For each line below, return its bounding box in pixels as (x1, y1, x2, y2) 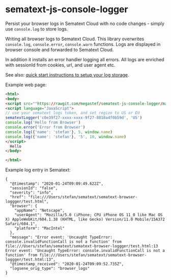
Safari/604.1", (5, 221, 38, 226)
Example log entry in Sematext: (5, 167, 71, 173)
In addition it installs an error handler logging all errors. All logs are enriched (5, 56, 164, 62)
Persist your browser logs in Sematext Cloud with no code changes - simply (5, 20, 164, 27)
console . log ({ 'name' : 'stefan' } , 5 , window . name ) (5, 129, 113, 135)
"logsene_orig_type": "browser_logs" (10, 266, 90, 271)
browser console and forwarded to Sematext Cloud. (5, 46, 114, 53)
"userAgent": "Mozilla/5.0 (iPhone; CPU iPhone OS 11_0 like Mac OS (14, 213, 163, 218)
